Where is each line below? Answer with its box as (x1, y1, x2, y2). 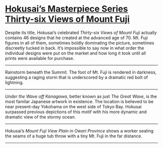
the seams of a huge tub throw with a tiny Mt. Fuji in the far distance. (5, 133, 142, 139)
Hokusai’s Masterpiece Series (5, 3, 128, 15)
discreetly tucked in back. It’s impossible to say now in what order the (5, 45, 145, 51)
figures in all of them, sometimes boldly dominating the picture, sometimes (5, 40, 154, 45)
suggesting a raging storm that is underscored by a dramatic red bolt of (5, 74, 148, 80)
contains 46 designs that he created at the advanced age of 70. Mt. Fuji (5, 35, 148, 41)
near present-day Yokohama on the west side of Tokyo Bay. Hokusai (5, 104, 142, 109)
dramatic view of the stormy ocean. (5, 114, 76, 119)
